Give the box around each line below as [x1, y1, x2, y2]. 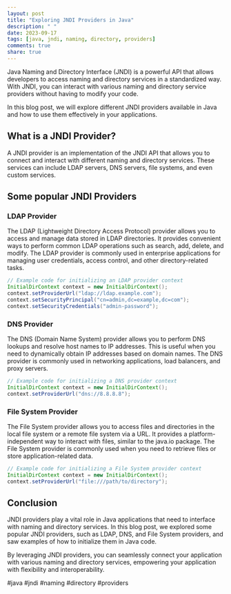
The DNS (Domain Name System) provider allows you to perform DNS [7, 335, 205, 343]
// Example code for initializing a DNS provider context [7, 378, 177, 385]
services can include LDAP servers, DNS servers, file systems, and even [7, 163, 212, 171]
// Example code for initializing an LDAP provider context [7, 277, 184, 284]
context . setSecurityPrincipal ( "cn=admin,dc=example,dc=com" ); [7, 296, 190, 303]
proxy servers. [7, 364, 48, 373]
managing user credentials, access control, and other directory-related [7, 256, 208, 265]
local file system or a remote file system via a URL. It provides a [7, 430, 188, 438]
